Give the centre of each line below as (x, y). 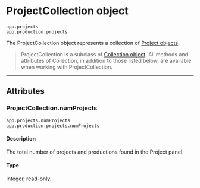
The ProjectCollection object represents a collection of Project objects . (93, 43)
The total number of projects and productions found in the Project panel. (95, 152)
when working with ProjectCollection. (67, 67)
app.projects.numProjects (38, 120)
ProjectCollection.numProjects (52, 108)
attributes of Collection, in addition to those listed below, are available (106, 60)
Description (21, 139)
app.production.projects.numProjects (53, 126)
